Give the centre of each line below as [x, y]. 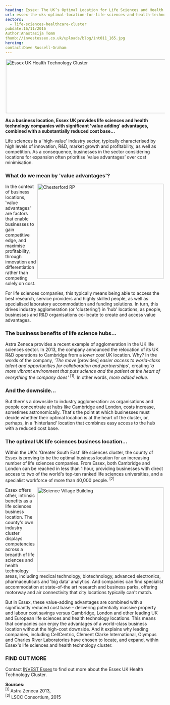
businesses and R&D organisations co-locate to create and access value [80, 315]
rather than [17, 272]
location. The [19, 517]
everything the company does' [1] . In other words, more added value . [77, 377]
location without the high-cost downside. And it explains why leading [77, 629]
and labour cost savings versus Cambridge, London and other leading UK [81, 613]
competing [16, 278]
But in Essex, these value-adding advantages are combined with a [74, 602]
